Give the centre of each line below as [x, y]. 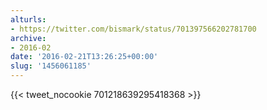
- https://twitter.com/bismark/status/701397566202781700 [133, 29]
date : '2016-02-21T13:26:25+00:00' [84, 57]
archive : [28, 38]
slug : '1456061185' [51, 66]
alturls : [28, 19]
